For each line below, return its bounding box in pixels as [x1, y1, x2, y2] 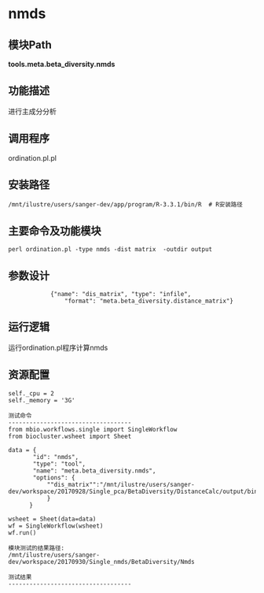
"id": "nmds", [32, 453, 79, 461]
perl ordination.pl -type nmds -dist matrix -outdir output [8, 246, 213, 254]
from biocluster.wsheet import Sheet [8, 432, 132, 440]
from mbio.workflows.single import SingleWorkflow [8, 425, 178, 433]
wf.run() [8, 528, 37, 536]
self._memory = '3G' [8, 396, 76, 404]
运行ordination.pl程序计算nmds [8, 343, 108, 352]
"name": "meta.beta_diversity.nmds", [32, 466, 156, 475]
